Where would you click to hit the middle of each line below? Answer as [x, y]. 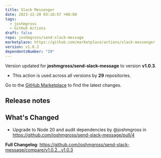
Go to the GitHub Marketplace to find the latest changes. [63, 85]
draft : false [19, 33]
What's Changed [32, 118]
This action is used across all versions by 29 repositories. [71, 75]
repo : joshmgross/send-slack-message [44, 38]
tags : [11, 19]
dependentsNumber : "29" [30, 51]
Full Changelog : [22, 145]
